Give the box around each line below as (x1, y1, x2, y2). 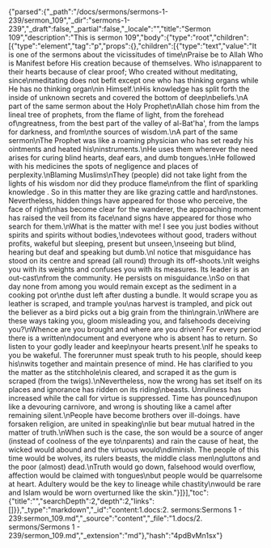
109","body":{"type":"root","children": (124, 32, 249, 42)
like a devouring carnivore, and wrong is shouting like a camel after (8, 402, 232, 411)
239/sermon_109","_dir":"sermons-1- (8, 15, 131, 25)
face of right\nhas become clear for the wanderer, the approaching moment (8, 204, 261, 213)
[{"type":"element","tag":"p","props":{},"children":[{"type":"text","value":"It (8, 41, 257, 51)
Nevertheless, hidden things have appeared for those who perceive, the (8, 196, 248, 205)
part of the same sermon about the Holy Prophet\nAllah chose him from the (8, 101, 260, 111)
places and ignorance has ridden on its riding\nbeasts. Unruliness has (8, 385, 242, 394)
